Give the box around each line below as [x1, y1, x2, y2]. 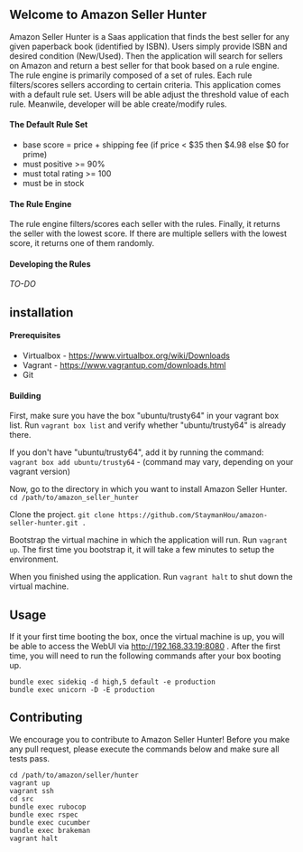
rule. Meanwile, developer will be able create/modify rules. [9, 99, 227, 109]
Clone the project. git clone [9, 509, 115, 520]
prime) [22, 149, 48, 160]
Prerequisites [9, 330, 61, 341]
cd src [9, 794, 34, 803]
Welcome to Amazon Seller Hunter [9, 7, 207, 23]
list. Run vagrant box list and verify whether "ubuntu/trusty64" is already [9, 420, 287, 431]
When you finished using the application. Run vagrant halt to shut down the [9, 572, 293, 582]
